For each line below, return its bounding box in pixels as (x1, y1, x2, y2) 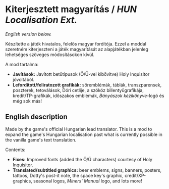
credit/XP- (124, 172, 146, 178)
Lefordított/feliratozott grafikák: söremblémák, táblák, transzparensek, (12, 82, 162, 88)
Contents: (5, 147, 26, 153)
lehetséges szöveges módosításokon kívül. (5, 52, 95, 58)
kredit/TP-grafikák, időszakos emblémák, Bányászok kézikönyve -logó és (12, 92, 164, 99)
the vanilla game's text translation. (5, 136, 77, 143)
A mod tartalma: (5, 61, 39, 67)
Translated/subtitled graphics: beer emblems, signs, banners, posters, (12, 167, 162, 173)
